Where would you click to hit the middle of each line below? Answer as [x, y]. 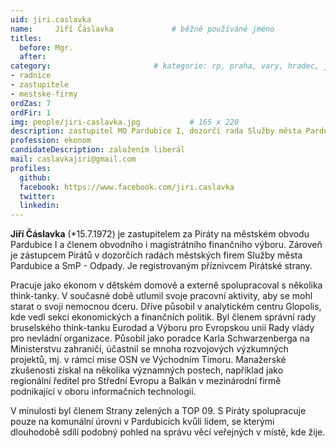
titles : [26, 38]
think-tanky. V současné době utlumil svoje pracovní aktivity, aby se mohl [161, 296]
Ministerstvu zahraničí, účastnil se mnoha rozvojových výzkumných [149, 349]
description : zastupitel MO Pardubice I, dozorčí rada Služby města [156, 131]
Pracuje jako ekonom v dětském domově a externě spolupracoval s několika [166, 285]
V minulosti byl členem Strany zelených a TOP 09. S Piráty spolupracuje [158, 411]
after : [33, 57]
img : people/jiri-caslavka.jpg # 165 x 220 [125, 122]
